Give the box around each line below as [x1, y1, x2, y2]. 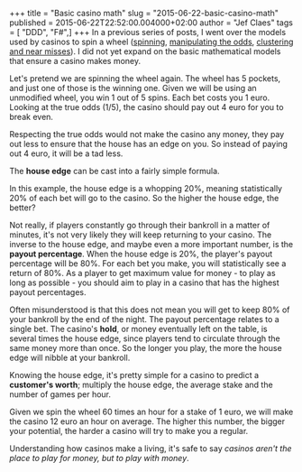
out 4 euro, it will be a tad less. [9, 148, 124, 159]
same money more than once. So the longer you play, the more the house [9, 343, 282, 353]
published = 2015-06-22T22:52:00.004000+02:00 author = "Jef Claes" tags [9, 17, 293, 28]
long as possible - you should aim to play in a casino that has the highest [9, 277, 279, 288]
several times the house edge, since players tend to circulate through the [9, 333, 281, 344]
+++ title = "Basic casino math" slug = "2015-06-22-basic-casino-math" [9, 8, 279, 18]
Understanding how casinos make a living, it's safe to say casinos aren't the [9, 443, 292, 454]
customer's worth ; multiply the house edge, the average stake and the [9, 379, 273, 390]
